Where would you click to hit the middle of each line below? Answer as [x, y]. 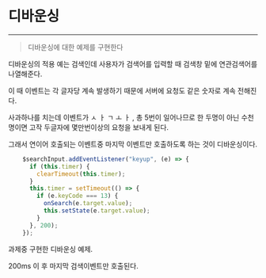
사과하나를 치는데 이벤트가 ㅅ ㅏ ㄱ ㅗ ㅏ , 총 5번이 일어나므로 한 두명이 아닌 [124, 117]
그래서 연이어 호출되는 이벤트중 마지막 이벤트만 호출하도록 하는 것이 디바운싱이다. [133, 144]
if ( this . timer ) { [59, 166]
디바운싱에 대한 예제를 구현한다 [75, 47]
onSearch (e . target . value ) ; [88, 204]
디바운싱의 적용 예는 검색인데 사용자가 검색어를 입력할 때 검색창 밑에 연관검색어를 [133, 63]
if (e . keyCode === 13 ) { [78, 196]
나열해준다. [25, 74]
